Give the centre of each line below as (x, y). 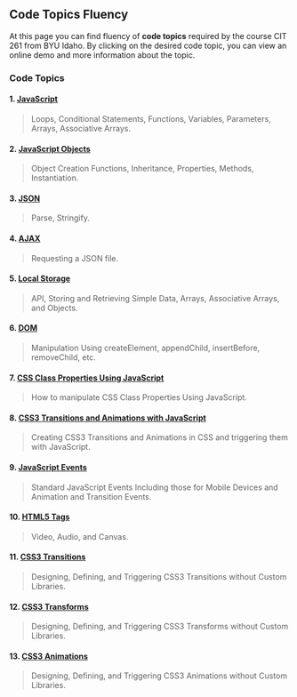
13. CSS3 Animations (49, 656)
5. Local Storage (40, 278)
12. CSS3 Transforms (49, 606)
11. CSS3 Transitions (48, 557)
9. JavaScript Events (48, 467)
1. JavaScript (33, 99)
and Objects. (54, 308)
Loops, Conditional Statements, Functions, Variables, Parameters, (151, 118)
